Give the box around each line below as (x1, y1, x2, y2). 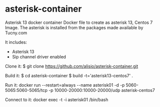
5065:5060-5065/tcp (5, 87, 48, 93)
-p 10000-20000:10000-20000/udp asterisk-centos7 (48, 87, 155, 93)
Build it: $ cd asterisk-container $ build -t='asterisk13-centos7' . (5, 72, 133, 78)
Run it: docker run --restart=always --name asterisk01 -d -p (5, 82, 125, 88)
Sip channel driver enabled (12, 53, 67, 59)
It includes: (5, 39, 27, 45)
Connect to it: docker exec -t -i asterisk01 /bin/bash (5, 96, 108, 103)
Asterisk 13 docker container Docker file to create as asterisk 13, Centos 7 (5, 19, 153, 25)
